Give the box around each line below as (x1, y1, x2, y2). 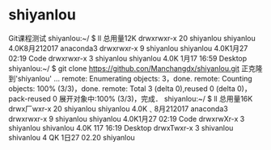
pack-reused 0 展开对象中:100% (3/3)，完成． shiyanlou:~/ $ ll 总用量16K (8, 94, 253, 103)
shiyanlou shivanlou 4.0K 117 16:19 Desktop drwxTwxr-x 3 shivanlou (8, 123, 234, 132)
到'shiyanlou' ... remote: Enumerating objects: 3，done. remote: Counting (8, 73, 252, 83)
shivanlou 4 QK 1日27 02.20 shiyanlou (8, 132, 135, 142)
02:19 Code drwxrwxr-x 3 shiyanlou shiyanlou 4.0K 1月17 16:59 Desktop (8, 53, 248, 63)
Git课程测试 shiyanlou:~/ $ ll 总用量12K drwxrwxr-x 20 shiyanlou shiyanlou (8, 33, 256, 43)
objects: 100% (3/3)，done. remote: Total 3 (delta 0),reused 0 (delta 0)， (8, 83, 252, 94)
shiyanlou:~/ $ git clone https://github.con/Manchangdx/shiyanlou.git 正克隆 (8, 63, 263, 73)
